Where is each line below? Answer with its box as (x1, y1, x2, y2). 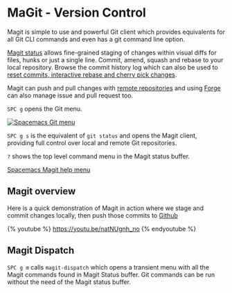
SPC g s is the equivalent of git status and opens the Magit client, (7, 131, 197, 140)
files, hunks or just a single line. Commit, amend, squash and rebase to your (7, 55, 224, 64)
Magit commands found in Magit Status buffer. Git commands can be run (7, 270, 215, 278)
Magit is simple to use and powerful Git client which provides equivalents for (7, 28, 225, 36)
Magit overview (7, 185, 76, 198)
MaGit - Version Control (7, 5, 147, 21)
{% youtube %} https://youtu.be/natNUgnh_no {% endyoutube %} (7, 225, 197, 233)
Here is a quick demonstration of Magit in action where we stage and (7, 204, 204, 212)
